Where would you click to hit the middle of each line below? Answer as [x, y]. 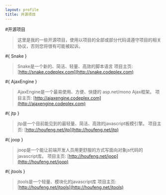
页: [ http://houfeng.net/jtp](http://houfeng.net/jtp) [68, 129]
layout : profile [22, 10]
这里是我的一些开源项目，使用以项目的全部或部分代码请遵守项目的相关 [89, 40]
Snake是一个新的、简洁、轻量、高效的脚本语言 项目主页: [75, 66]
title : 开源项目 [20, 14]
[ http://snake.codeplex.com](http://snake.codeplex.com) [76, 72]
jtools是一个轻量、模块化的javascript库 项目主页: [67, 182]
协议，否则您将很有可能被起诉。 [50, 46]
